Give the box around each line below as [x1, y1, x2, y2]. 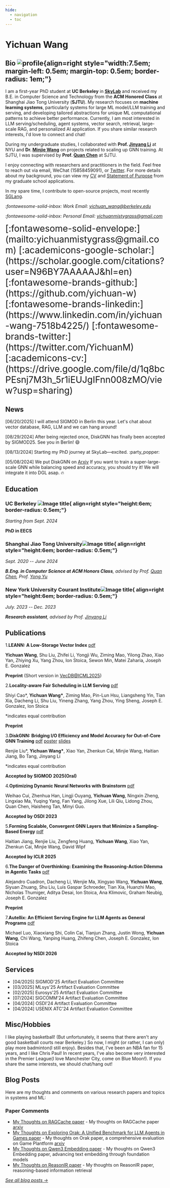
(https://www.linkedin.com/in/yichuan [5, 309, 162, 321]
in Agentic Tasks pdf [5, 869, 50, 875]
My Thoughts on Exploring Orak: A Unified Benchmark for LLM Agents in [12, 1130, 165, 1136]
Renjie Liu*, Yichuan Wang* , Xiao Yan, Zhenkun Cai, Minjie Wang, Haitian [5, 748, 159, 754]
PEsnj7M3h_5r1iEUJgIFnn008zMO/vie [5, 374, 162, 386]
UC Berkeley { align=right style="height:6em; [5, 500, 152, 507]
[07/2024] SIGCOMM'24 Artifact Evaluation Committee [12, 995, 128, 1001]
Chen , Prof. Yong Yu [5, 574, 48, 580]
